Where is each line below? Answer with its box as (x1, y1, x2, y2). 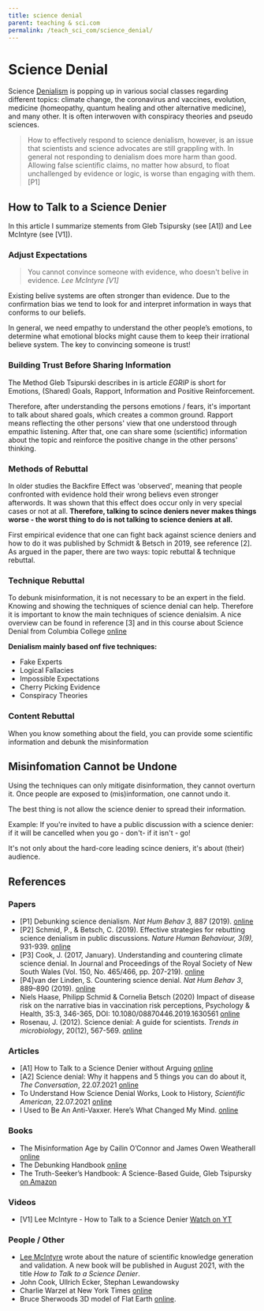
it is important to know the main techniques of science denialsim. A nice (8, 610, 242, 619)
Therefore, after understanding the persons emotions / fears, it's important (8, 401, 251, 411)
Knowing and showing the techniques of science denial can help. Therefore (8, 602, 254, 611)
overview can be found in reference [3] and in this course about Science (8, 618, 244, 628)
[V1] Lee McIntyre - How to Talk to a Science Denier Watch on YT (19, 1215, 232, 1224)
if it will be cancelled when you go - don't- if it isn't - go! (8, 828, 191, 838)
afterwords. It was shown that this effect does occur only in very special (8, 498, 243, 508)
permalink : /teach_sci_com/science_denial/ (8, 26, 154, 34)
